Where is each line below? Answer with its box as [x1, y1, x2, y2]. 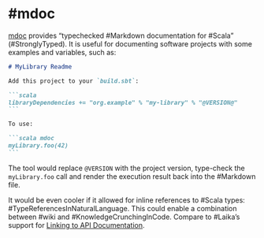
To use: [8, 120, 34, 128]
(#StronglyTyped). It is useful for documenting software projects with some [8, 39, 252, 48]
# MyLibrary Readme [8, 62, 73, 71]
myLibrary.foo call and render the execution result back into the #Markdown [8, 171, 256, 181]
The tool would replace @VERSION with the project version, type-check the [8, 163, 246, 173]
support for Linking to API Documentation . [8, 220, 145, 229]
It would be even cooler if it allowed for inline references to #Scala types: [8, 195, 246, 205]
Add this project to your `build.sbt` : [8, 76, 139, 85]
